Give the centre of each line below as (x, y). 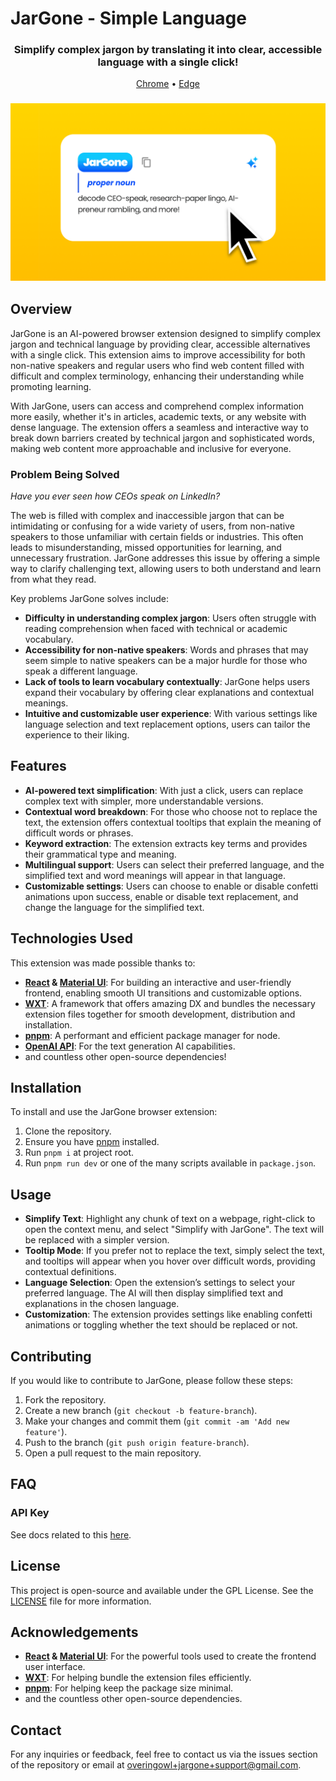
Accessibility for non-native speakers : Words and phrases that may (166, 650)
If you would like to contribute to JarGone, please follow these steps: (152, 1381)
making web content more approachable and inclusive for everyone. (151, 448)
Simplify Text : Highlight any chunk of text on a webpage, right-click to (170, 1219)
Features (38, 766)
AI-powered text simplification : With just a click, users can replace (164, 790)
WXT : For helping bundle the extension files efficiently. (138, 1678)
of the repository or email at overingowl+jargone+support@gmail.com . (156, 1765)
